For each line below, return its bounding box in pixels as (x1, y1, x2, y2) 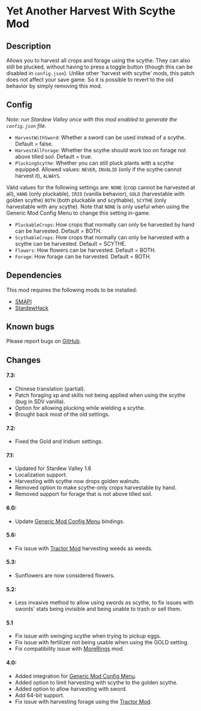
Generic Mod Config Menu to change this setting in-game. (6, 209, 151, 216)
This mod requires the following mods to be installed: (6, 286, 137, 293)
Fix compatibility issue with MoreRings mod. (14, 645, 124, 653)
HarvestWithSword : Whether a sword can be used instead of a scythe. (14, 133, 186, 141)
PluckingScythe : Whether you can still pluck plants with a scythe (14, 159, 174, 166)
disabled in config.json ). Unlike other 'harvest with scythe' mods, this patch (6, 70, 195, 76)
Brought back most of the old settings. (14, 410, 110, 418)
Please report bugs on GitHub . (6, 338, 82, 345)
